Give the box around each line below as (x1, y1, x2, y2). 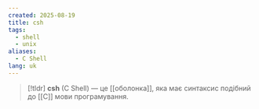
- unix (15, 40, 37, 48)
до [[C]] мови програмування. (27, 91, 129, 101)
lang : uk (8, 62, 37, 70)
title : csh (8, 19, 44, 26)
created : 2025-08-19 (8, 11, 76, 19)
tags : (8, 26, 26, 33)
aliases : (8, 47, 37, 55)
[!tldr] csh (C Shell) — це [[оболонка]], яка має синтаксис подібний (27, 83, 251, 93)
